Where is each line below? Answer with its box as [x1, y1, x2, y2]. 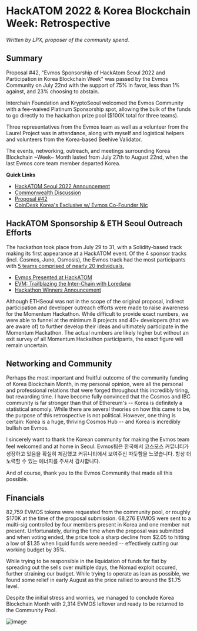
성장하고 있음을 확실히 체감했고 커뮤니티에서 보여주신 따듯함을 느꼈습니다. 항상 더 [6, 450, 192, 457]
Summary [6, 53, 43, 63]
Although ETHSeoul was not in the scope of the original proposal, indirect [6, 297, 184, 305]
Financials [6, 493, 45, 503]
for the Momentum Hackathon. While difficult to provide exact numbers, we [6, 310, 189, 317]
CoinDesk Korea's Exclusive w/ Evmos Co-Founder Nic [14, 201, 148, 208]
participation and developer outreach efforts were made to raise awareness [6, 304, 189, 311]
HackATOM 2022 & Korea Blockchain [6, 4, 191, 18]
